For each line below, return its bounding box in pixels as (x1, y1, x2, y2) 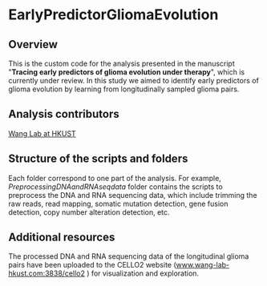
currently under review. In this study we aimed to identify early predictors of (8, 76, 259, 85)
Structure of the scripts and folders (8, 152, 188, 166)
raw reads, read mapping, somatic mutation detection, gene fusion (8, 199, 229, 208)
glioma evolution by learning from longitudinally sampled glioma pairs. (8, 84, 240, 94)
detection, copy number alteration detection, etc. (8, 207, 170, 217)
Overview (8, 38, 59, 51)
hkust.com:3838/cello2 (8, 268, 86, 278)
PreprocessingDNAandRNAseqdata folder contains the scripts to (8, 182, 223, 191)
